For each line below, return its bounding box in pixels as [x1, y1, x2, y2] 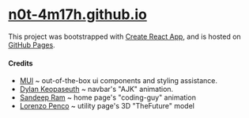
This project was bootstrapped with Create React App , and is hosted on [8, 32, 241, 41]
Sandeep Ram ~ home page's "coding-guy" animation [19, 93, 196, 102]
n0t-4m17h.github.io [8, 6, 148, 24]
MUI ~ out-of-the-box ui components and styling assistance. [19, 76, 217, 86]
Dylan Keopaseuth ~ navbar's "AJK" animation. [19, 85, 174, 94]
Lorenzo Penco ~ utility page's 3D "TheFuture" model [19, 101, 195, 111]
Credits [8, 58, 33, 68]
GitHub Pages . [8, 40, 55, 49]
